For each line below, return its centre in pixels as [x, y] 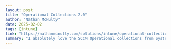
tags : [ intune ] [21, 29]
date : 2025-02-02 [24, 24]
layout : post [19, 10]
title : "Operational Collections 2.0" [46, 15]
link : [11, 34]
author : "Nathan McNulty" [33, 19]
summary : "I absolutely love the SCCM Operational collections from [79, 39]
